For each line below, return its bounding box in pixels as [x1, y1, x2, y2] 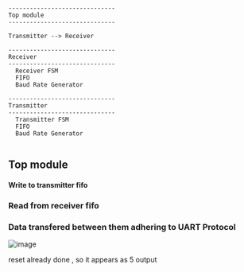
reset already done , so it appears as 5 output [8, 255, 157, 265]
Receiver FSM [15, 67, 59, 75]
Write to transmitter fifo [8, 180, 88, 189]
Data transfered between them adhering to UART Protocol [8, 221, 236, 232]
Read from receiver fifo [8, 200, 99, 211]
